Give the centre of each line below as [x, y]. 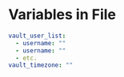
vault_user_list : [37, 36]
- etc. [26, 58]
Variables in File [62, 15]
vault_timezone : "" [41, 65]
